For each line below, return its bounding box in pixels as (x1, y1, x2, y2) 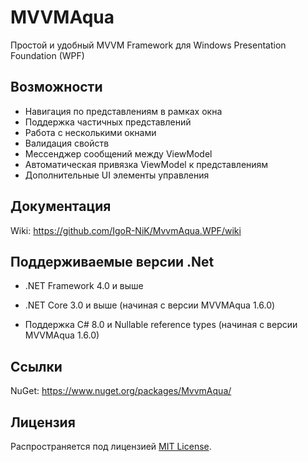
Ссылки (10, 358, 63, 375)
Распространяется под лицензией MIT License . (10, 441, 212, 452)
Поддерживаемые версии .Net (10, 253, 215, 270)
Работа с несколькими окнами (24, 126, 157, 138)
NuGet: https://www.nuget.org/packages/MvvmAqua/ (10, 385, 232, 397)
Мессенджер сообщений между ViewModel (24, 147, 213, 160)
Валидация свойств (24, 137, 110, 149)
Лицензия (10, 414, 76, 431)
